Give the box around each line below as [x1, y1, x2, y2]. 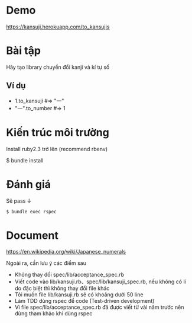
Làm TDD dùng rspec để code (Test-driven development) [14, 298, 155, 305]
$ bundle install [6, 156, 44, 164]
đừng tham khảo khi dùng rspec [14, 310, 93, 317]
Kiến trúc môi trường [6, 126, 109, 139]
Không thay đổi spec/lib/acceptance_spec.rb [14, 271, 124, 279]
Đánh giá [6, 177, 51, 191]
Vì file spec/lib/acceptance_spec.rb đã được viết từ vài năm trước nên [14, 303, 184, 311]
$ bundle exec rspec [6, 209, 57, 215]
